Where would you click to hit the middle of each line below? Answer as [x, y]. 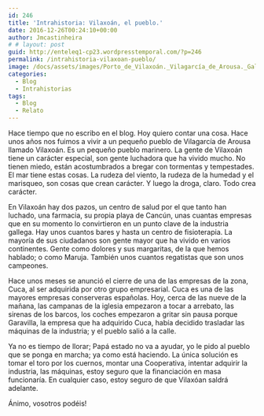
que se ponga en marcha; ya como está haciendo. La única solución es [123, 355]
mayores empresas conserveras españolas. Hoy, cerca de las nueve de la [127, 297]
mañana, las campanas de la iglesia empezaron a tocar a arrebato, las [121, 306]
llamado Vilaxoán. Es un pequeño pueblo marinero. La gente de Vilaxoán [125, 150]
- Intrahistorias [44, 89]
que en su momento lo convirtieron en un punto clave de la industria [119, 224]
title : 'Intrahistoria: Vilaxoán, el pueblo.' [86, 23]
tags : [17, 96]
